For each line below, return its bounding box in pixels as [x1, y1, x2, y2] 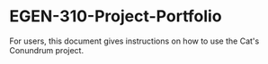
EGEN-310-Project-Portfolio [9, 6, 222, 27]
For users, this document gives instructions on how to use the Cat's [9, 36, 260, 46]
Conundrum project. [9, 44, 84, 55]
